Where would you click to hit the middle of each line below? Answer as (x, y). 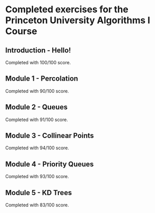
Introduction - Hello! (38, 50)
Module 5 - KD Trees (39, 193)
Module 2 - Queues (37, 107)
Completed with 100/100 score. (38, 62)
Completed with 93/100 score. (37, 177)
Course (21, 31)
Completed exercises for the (67, 9)
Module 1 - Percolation (42, 79)
